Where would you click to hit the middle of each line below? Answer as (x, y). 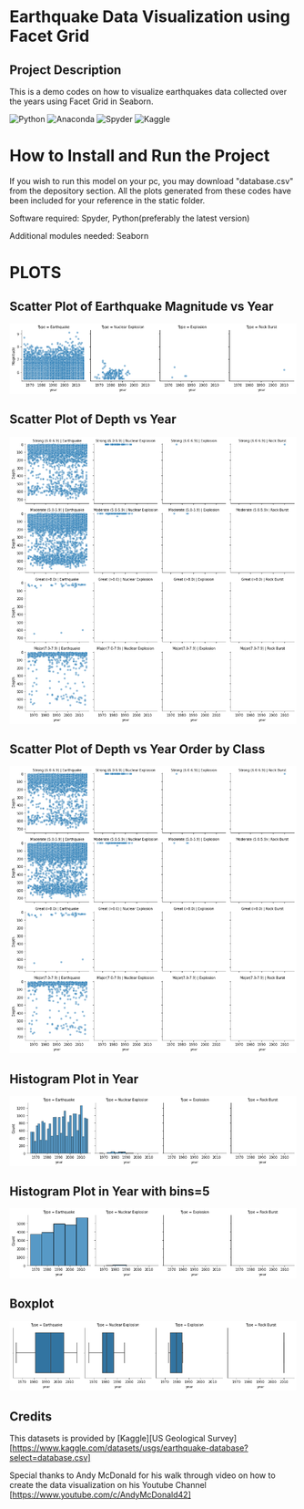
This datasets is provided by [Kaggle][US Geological (107, 1438)
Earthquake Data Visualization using (150, 17)
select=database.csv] (50, 1457)
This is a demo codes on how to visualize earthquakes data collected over (148, 92)
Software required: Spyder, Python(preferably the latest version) (130, 218)
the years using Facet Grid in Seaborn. (81, 101)
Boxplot (32, 1304)
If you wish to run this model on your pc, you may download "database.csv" (152, 181)
